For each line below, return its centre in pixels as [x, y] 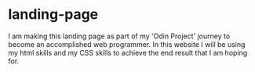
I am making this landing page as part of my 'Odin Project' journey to [119, 36]
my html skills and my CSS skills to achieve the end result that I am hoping [128, 52]
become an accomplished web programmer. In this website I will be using [127, 44]
